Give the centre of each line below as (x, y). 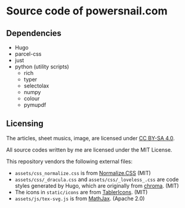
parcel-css (28, 54)
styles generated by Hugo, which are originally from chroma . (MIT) (97, 186)
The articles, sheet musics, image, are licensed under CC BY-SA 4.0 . (90, 138)
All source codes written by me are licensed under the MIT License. (89, 150)
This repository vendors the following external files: (70, 161)
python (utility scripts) (42, 67)
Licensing (25, 124)
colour (32, 98)
